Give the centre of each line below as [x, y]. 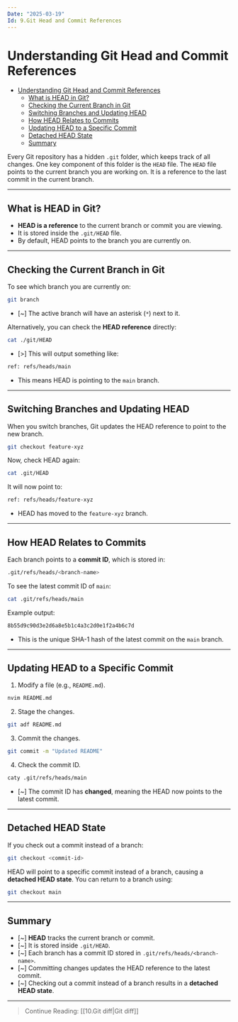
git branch [23, 300]
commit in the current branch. [51, 180]
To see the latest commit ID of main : [59, 586]
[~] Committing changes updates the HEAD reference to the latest [114, 968]
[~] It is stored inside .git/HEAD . [64, 945]
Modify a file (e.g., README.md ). [61, 685]
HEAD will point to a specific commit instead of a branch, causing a [106, 872]
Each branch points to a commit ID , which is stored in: [86, 559]
